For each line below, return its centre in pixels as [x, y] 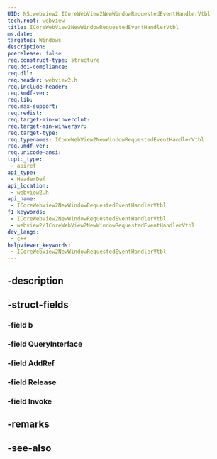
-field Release [32, 382]
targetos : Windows [34, 40]
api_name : [22, 199]
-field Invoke [30, 401]
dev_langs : [23, 232]
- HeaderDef [28, 179]
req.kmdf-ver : [28, 93]
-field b [20, 325]
